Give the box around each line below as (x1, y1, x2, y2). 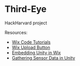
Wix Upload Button (11, 44, 50, 50)
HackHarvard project (4, 20, 47, 26)
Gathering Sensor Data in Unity (11, 55, 75, 61)
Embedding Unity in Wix (11, 50, 61, 56)
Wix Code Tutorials (11, 39, 51, 45)
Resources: (4, 29, 28, 35)
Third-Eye (4, 3, 47, 15)
